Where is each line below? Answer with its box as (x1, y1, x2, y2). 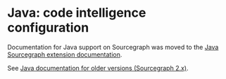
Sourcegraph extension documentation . (7, 50, 123, 59)
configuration (7, 20, 89, 36)
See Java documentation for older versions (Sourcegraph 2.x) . (7, 64, 189, 72)
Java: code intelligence (7, 5, 146, 21)
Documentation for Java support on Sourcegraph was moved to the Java (7, 43, 219, 51)
